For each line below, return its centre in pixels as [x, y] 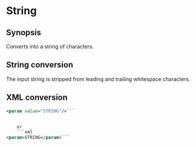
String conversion [40, 65]
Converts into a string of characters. [50, 46]
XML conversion [37, 98]
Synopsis [24, 33]
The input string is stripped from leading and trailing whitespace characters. [98, 79]
